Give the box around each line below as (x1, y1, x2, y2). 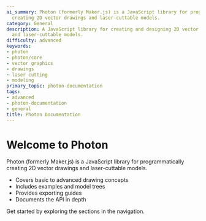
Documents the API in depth (15, 196, 87, 203)
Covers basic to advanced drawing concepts (15, 176, 129, 184)
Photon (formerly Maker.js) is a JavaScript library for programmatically (6, 158, 185, 165)
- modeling (6, 77, 34, 83)
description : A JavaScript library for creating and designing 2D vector (6, 26, 199, 32)
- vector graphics (6, 60, 53, 66)
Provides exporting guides (15, 189, 82, 197)
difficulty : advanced (6, 37, 62, 43)
